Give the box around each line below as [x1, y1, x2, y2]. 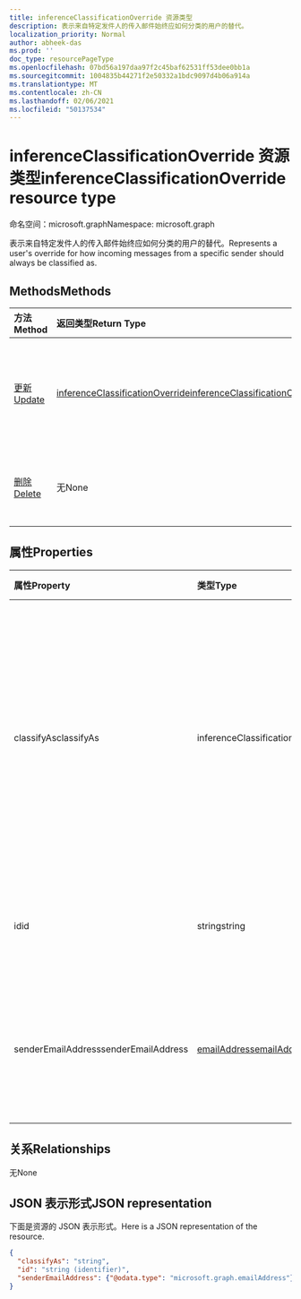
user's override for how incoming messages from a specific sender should [9, 248, 284, 259]
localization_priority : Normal [9, 30, 126, 39]
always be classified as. [9, 257, 98, 269]
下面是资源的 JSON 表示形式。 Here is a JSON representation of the [9, 1221, 258, 1232]
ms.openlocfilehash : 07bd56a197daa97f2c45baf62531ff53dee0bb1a [9, 64, 251, 73]
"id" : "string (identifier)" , [17, 1265, 130, 1275]
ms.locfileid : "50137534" [9, 105, 106, 114]
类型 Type [196, 579, 237, 591]
